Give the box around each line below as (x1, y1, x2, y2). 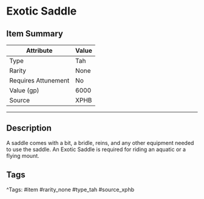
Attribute (26, 47, 53, 55)
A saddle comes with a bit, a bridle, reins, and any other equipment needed (6, 139, 194, 146)
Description (6, 123, 52, 133)
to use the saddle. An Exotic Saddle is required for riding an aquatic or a (6, 146, 186, 153)
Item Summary (6, 29, 64, 39)
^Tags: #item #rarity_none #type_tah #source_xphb (6, 186, 135, 193)
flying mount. (6, 152, 39, 159)
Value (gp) (9, 86, 39, 95)
